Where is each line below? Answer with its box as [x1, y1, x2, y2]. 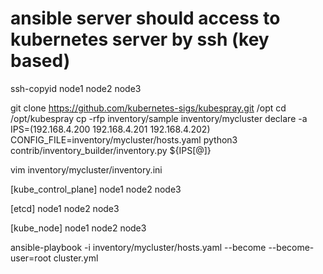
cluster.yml [53, 252, 99, 264]
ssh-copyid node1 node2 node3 [10, 82, 142, 94]
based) [10, 50, 71, 72]
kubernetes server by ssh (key [10, 28, 270, 51]
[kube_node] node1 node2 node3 [10, 222, 147, 234]
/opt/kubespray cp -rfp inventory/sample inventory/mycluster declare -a [10, 112, 308, 124]
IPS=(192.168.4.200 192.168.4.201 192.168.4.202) [10, 123, 211, 135]
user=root [10, 252, 52, 264]
